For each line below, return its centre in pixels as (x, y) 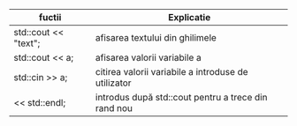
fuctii (50, 17)
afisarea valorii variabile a (148, 58)
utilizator (114, 83)
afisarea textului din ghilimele (156, 37)
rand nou (114, 108)
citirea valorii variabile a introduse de (172, 72)
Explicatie (189, 17)
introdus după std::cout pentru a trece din (182, 97)
